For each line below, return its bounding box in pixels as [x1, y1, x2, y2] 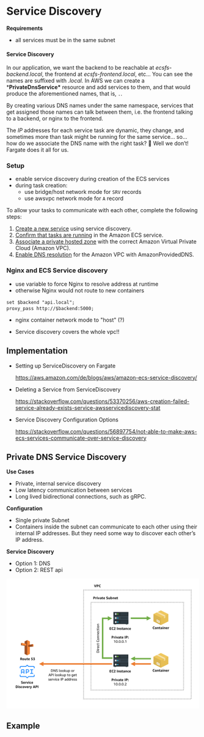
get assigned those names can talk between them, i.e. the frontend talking [6, 108, 194, 116]
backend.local [6, 70, 43, 78]
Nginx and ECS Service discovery [6, 266, 108, 275]
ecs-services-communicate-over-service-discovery [15, 434, 147, 442]
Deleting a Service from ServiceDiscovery [15, 385, 121, 393]
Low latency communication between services [15, 486, 133, 494]
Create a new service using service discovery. [15, 225, 132, 232]
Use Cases [6, 468, 35, 475]
